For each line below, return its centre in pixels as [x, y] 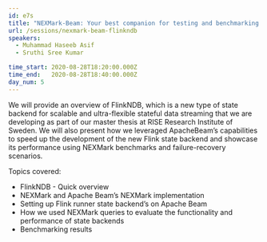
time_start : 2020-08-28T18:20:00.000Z [73, 67]
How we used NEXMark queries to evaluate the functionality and [126, 212]
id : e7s [21, 16]
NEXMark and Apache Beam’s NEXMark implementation [112, 195]
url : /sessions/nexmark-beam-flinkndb [73, 30]
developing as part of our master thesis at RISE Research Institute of [121, 121]
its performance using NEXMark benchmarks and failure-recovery [117, 147]
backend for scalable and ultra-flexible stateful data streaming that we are [130, 113]
